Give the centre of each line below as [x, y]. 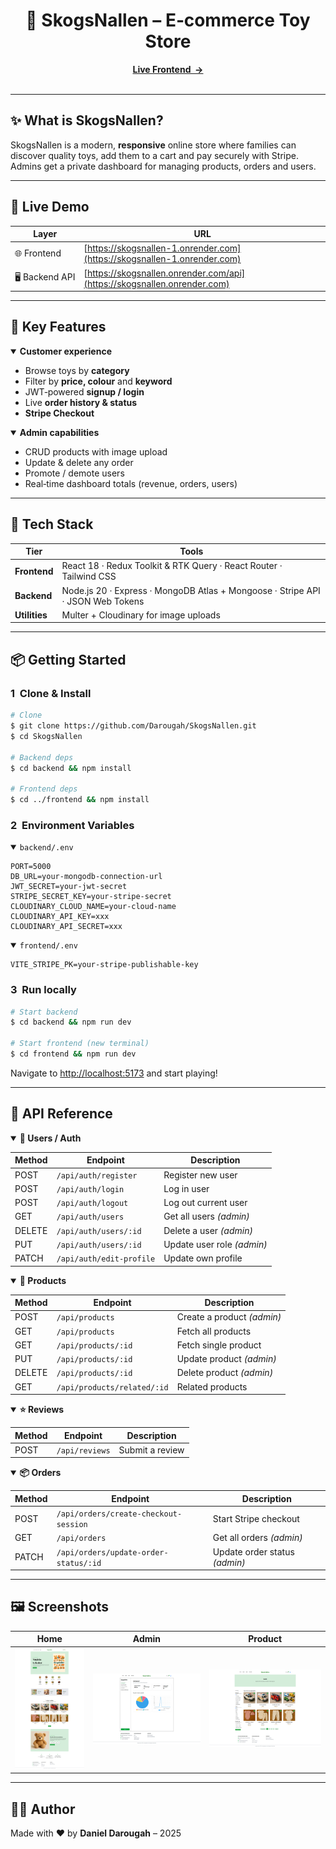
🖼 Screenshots [60, 1607]
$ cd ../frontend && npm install [80, 800]
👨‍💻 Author [43, 1809]
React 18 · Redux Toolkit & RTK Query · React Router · [172, 566]
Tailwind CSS [89, 576]
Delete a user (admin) [208, 1230]
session [72, 1525]
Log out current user [205, 1203]
